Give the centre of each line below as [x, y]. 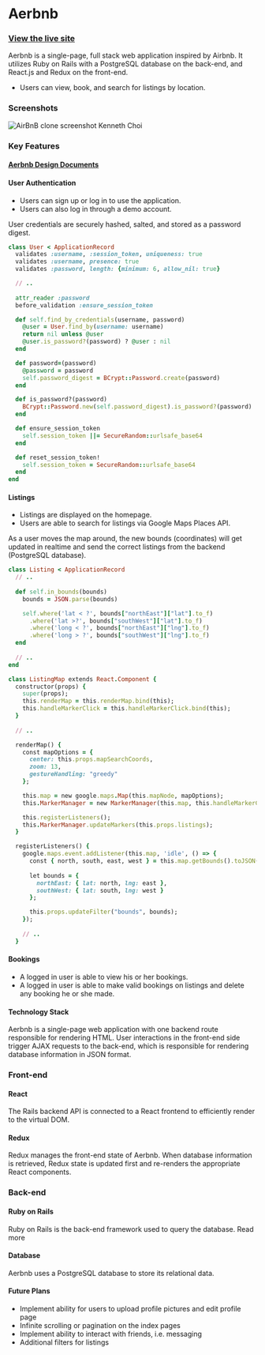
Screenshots [33, 108]
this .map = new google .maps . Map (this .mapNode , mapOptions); [123, 796]
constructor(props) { [51, 687]
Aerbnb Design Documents [54, 165]
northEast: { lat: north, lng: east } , [102, 883]
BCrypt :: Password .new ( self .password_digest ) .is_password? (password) [137, 407]
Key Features [34, 145]
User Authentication [42, 183]
